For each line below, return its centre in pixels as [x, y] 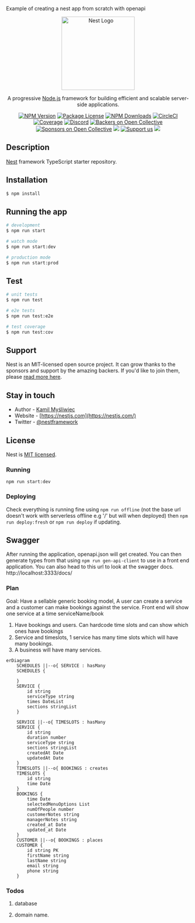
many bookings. [34, 643]
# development [23, 225]
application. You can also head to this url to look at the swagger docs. [90, 567]
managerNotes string [52, 819]
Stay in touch [31, 395]
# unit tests [22, 295]
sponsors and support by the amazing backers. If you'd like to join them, [93, 371]
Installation [27, 180]
